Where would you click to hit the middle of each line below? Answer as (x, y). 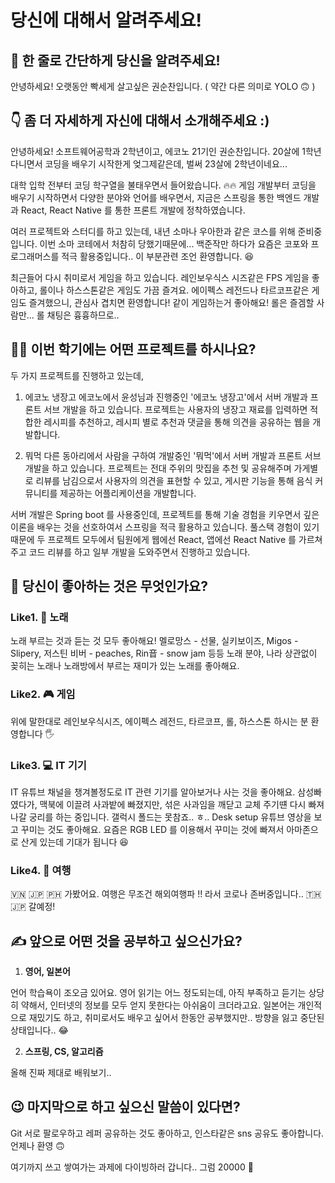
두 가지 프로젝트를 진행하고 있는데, (77, 375)
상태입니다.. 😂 (39, 1030)
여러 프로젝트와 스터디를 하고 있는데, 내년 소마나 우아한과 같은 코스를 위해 (153, 231)
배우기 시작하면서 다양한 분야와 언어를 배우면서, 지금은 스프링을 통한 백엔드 (156, 197)
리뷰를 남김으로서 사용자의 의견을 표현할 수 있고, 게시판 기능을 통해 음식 (174, 480)
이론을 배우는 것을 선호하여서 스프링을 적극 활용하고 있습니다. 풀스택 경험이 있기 (165, 527)
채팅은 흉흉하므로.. (83, 315)
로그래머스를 (35, 256)
